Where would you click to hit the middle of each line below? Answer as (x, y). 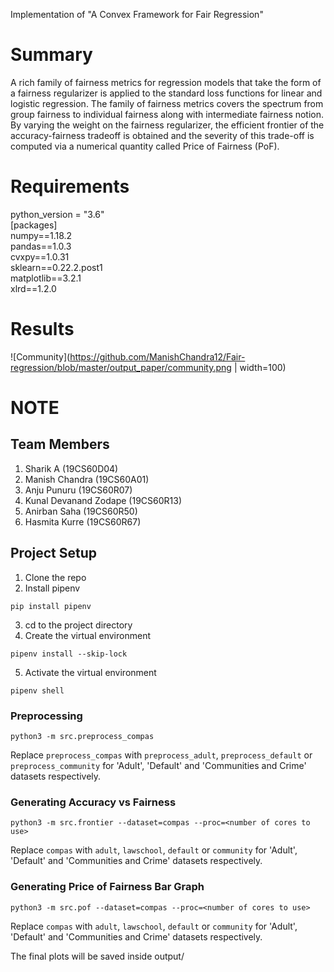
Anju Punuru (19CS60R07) (78, 490)
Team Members (60, 444)
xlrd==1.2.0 (33, 288)
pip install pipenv (51, 606)
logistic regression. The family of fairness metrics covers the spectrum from (167, 103)
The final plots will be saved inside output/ (97, 956)
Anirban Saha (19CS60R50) (81, 511)
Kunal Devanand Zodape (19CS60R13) (103, 500)
